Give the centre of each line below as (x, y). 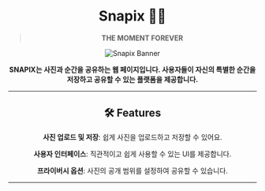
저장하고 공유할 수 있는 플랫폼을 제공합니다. (132, 79)
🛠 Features (132, 113)
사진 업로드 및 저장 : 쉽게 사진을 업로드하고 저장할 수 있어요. (132, 137)
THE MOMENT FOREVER (142, 38)
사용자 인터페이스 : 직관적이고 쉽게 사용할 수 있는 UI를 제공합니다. (132, 154)
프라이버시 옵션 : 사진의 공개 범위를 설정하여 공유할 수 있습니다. (132, 170)
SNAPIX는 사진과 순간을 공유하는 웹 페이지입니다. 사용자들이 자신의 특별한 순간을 (132, 69)
